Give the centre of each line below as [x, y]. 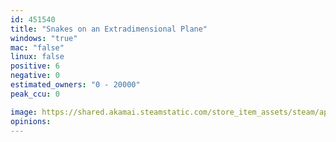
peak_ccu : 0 [35, 94]
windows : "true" [44, 38]
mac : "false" [37, 47]
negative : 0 [35, 76]
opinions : [31, 121]
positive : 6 [35, 66]
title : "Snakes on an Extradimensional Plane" [109, 29]
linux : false [37, 57]
